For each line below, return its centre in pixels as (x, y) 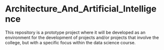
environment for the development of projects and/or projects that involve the (82, 37)
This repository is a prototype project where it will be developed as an (75, 32)
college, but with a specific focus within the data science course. (70, 42)
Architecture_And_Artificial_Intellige (81, 9)
